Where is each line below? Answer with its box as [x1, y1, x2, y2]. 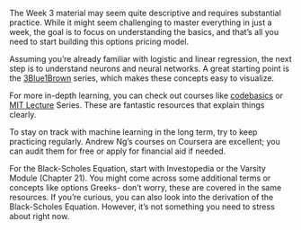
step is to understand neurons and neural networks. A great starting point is [9, 63, 290, 74]
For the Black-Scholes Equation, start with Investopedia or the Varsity [9, 164, 267, 173]
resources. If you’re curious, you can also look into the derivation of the [9, 192, 274, 202]
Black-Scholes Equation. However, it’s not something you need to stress [9, 201, 276, 212]
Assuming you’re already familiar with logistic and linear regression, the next [9, 54, 292, 64]
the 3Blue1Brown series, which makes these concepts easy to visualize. [9, 73, 275, 84]
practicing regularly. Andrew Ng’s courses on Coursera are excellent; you [9, 137, 281, 146]
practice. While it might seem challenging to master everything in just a [9, 17, 272, 28]
